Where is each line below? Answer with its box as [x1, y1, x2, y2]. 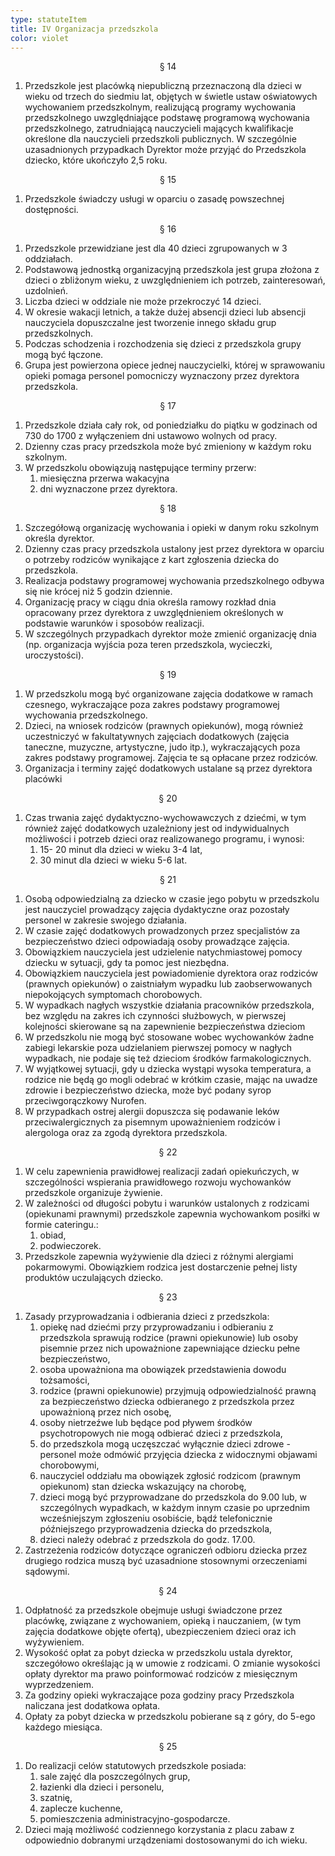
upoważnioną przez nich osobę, [39, 1406, 172, 1418]
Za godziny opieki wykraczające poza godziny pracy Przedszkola [24, 1689, 295, 1701]
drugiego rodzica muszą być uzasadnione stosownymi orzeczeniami [24, 1555, 308, 1567]
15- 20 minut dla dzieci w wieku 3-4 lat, [39, 844, 203, 856]
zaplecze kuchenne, [39, 1802, 123, 1815]
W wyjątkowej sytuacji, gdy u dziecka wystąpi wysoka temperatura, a [24, 1063, 312, 1075]
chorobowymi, [39, 1459, 100, 1471]
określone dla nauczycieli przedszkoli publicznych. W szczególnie [24, 133, 297, 145]
